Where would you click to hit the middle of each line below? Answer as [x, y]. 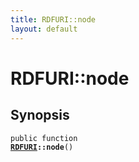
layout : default [44, 29]
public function [44, 138]
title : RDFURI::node [53, 19]
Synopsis [40, 115]
